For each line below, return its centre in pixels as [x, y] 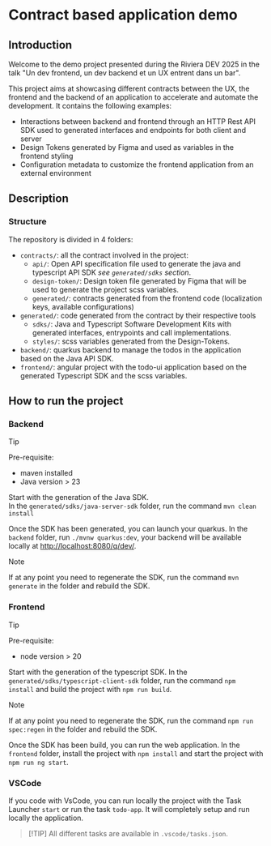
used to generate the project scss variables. [106, 289]
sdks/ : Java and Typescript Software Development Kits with [132, 324]
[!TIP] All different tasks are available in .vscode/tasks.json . [128, 833]
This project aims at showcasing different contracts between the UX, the [129, 88]
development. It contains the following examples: [90, 106]
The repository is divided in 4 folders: [71, 239]
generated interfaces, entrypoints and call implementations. [132, 332]
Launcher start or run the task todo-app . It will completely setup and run [129, 809]
